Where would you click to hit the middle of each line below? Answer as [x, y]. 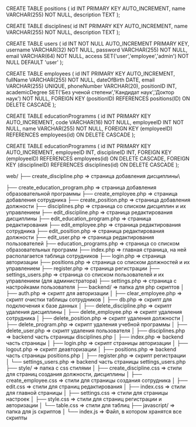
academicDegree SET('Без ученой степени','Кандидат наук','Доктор [90, 92]
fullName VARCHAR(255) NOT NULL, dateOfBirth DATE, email [80, 80]
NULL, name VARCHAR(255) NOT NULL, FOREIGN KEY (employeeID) [89, 129]
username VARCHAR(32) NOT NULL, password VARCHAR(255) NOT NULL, [97, 50]
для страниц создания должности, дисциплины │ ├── [74, 374]
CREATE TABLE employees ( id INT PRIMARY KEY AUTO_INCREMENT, [91, 74]
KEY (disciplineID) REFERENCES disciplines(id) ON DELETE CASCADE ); [93, 165]
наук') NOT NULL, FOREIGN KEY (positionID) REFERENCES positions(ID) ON [98, 98]
